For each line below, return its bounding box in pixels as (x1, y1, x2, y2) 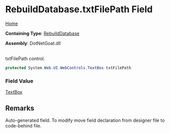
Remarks (5, 103, 35, 113)
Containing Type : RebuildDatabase (5, 30, 80, 36)
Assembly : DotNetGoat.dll (5, 40, 61, 46)
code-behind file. (5, 122, 42, 128)
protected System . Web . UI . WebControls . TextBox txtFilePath (5, 65, 131, 70)
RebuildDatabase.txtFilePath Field (5, 4, 153, 15)
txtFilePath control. (5, 55, 45, 62)
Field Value (5, 77, 34, 85)
